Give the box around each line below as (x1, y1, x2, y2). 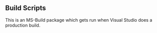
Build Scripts (5, 4, 46, 12)
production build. (5, 22, 41, 28)
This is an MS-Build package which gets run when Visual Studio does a (5, 17, 152, 23)
